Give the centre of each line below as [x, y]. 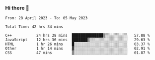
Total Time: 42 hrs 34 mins [34, 27]
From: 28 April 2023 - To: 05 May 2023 [46, 18]
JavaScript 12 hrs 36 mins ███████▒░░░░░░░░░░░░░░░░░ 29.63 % [77, 40]
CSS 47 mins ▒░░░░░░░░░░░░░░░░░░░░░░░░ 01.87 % [77, 53]
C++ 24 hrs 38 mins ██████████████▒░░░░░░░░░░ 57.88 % [77, 36]
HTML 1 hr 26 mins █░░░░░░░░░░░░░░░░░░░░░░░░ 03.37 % [77, 44]
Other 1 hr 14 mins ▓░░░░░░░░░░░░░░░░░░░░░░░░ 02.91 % [77, 49]
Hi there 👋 [17, 8]
